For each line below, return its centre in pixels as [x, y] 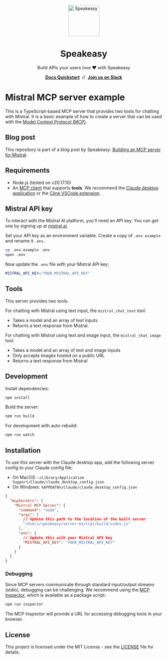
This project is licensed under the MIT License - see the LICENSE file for [79, 647]
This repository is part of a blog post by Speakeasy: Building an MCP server [83, 150]
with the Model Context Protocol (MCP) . [46, 122]
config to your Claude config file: [39, 468]
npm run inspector [24, 604]
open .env [15, 255]
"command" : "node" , [38, 510]
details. [13, 652]
